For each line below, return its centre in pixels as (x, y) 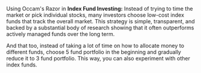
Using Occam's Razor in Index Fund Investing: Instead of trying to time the (100, 9)
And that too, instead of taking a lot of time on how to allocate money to (95, 45)
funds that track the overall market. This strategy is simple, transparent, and (101, 21)
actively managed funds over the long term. (61, 34)
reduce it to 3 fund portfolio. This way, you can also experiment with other (98, 58)
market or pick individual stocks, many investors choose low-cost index (95, 15)
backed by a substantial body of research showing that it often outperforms (100, 28)
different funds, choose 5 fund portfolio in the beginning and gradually (94, 52)
